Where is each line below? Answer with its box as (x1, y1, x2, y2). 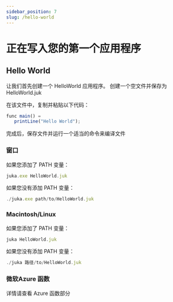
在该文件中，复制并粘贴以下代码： (6, 101, 89, 108)
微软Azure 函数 (6, 275, 50, 283)
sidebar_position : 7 (6, 8, 57, 15)
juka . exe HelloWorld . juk (6, 173, 68, 179)
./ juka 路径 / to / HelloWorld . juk (6, 260, 82, 266)
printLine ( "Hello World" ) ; (14, 118, 81, 125)
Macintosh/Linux (6, 210, 56, 219)
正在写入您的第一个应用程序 (6, 42, 142, 55)
